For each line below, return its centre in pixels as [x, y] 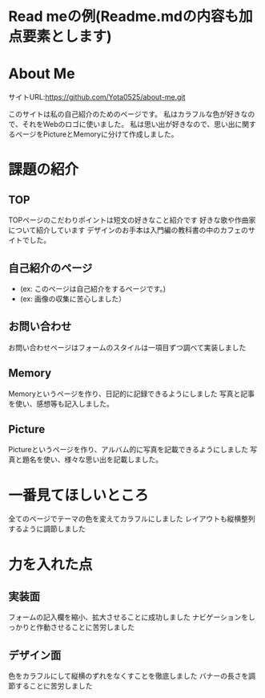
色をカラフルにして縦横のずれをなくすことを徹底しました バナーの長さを [128, 676]
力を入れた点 [51, 564]
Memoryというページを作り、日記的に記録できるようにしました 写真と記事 [131, 394]
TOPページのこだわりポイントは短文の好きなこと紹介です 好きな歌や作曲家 [132, 220]
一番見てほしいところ [79, 495]
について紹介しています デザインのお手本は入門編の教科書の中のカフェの [128, 231]
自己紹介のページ [50, 268]
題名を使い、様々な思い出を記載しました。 [92, 459]
